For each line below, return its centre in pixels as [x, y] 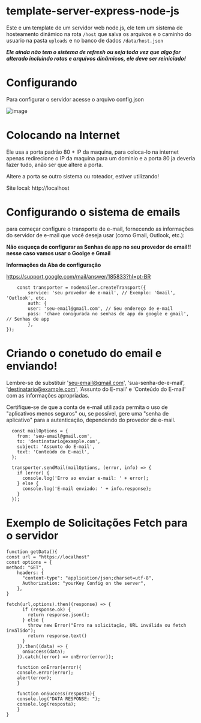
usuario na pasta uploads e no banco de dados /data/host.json [85, 40]
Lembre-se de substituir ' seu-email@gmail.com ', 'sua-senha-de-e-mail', [95, 383]
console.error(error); [45, 673]
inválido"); [21, 631]
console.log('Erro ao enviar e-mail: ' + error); [85, 478]
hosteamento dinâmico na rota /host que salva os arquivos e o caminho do [99, 34]
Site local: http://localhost [38, 188]
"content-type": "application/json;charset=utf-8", [88, 578]
